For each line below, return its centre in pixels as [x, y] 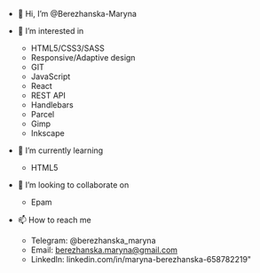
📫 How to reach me [54, 220]
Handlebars [52, 105]
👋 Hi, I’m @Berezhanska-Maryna [77, 14]
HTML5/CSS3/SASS [67, 48]
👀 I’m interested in [51, 31]
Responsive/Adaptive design [83, 57]
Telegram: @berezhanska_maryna [94, 241]
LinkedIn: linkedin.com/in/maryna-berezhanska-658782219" [141, 259]
